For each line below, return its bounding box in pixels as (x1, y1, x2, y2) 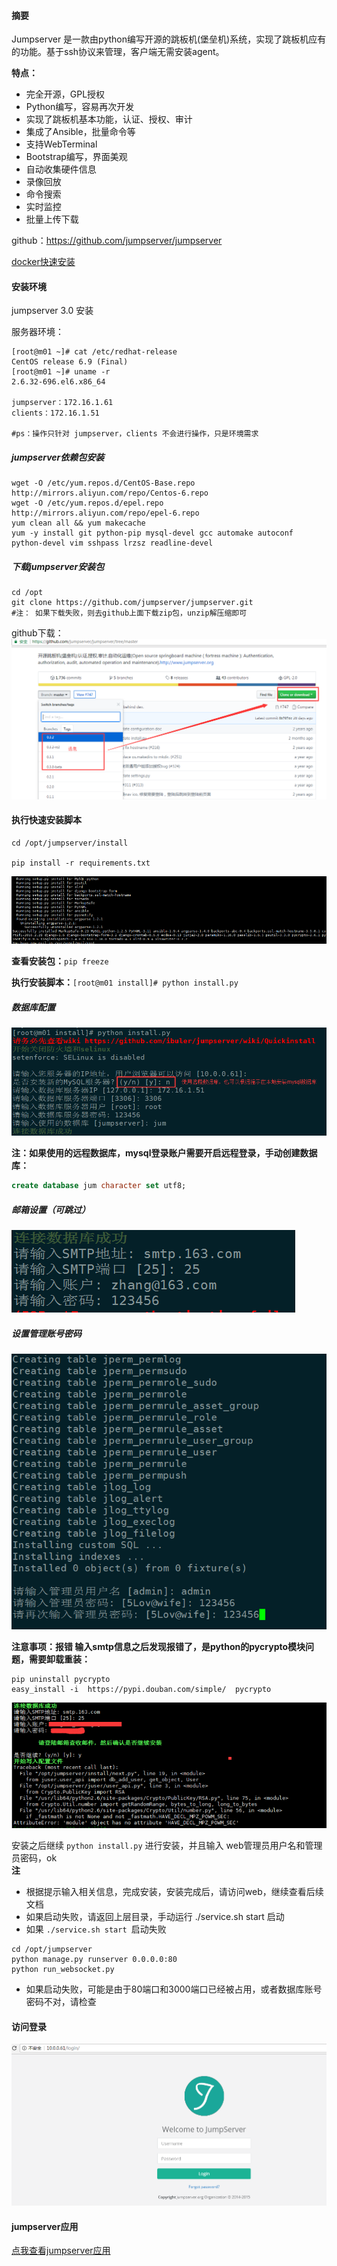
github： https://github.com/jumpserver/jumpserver (11, 235, 223, 247)
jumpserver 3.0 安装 (11, 305, 94, 317)
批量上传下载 (25, 213, 79, 225)
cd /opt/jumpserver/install (11, 838, 129, 848)
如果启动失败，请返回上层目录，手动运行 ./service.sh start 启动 (25, 1911, 285, 1923)
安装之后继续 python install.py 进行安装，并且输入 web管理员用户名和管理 (11, 1840, 323, 1852)
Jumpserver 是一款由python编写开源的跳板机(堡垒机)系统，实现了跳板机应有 (11, 33, 327, 45)
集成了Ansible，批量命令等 (25, 126, 136, 138)
